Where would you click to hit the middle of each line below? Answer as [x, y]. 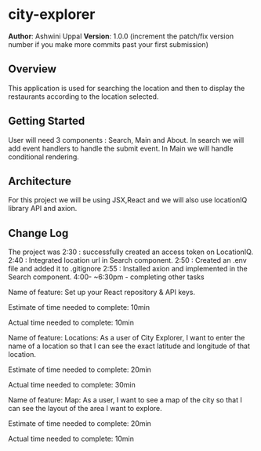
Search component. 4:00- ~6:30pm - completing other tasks [107, 277]
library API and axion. [43, 209]
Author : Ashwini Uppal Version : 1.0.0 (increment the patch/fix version [121, 36]
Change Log [38, 233]
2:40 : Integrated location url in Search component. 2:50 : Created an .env [127, 260]
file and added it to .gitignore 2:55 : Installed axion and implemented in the [128, 269]
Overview [33, 69]
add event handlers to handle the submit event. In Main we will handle [121, 148]
